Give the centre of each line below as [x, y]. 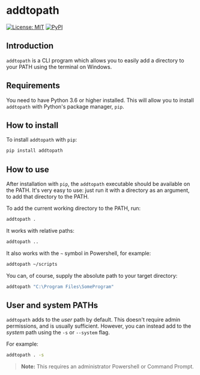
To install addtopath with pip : [42, 140]
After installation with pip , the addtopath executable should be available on [98, 184]
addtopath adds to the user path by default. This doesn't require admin [93, 320]
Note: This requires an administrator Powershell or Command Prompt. [107, 367]
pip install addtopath [35, 151]
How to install [32, 125]
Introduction [30, 46]
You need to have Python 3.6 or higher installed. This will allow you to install [100, 100]
